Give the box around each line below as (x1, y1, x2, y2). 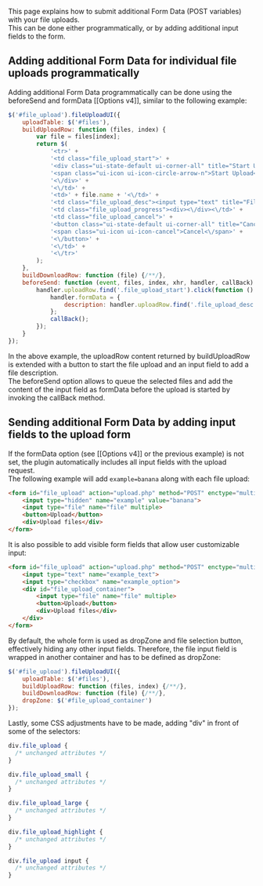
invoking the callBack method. (8, 392, 106, 403)
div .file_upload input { (8, 857, 89, 865)
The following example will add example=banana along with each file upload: (8, 474, 250, 483)
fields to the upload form (8, 428, 131, 442)
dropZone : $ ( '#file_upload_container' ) (22, 697, 153, 705)
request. (8, 465, 35, 475)
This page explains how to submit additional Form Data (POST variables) (8, 7, 242, 16)
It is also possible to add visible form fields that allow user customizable (8, 539, 240, 549)
